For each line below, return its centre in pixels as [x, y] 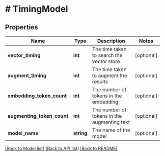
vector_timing [24, 55]
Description [111, 41]
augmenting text [111, 122]
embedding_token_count [37, 96]
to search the [107, 55]
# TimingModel [37, 9]
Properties [22, 27]
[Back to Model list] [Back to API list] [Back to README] [61, 148]
